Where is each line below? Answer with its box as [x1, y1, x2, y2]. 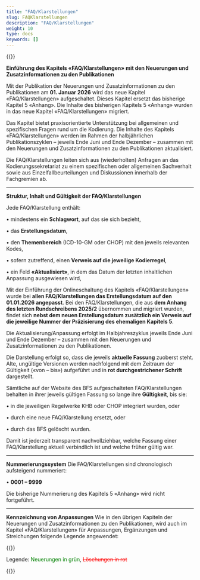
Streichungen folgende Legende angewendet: [6, 533, 119, 539]
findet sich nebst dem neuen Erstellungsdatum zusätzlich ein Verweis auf [6, 312, 192, 318]
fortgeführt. [6, 496, 35, 504]
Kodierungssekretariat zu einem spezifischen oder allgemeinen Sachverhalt [6, 162, 192, 170]
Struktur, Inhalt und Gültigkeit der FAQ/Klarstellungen [6, 192, 142, 200]
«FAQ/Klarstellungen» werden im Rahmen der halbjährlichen [6, 132, 154, 139]
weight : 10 [6, 25, 33, 32]
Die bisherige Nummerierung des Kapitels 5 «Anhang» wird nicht [6, 490, 165, 497]
